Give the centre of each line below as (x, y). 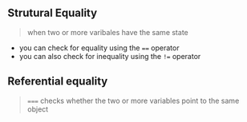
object (38, 109)
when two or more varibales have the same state (108, 32)
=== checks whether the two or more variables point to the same (133, 100)
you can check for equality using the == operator (99, 48)
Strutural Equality (53, 13)
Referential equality (58, 82)
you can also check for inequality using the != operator (110, 56)
